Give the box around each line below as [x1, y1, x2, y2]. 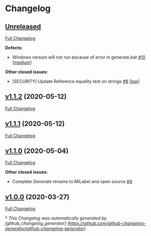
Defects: [5, 45, 23, 50]
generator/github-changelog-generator [5, 226, 85, 232]
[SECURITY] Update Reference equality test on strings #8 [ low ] [12, 79, 140, 84]
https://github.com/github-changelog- [68, 220, 146, 226]
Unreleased [5, 22, 42, 31]
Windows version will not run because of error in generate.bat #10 [12, 54, 146, 60]
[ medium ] [12, 60, 32, 65]
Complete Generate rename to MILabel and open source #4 [12, 179, 132, 185]
